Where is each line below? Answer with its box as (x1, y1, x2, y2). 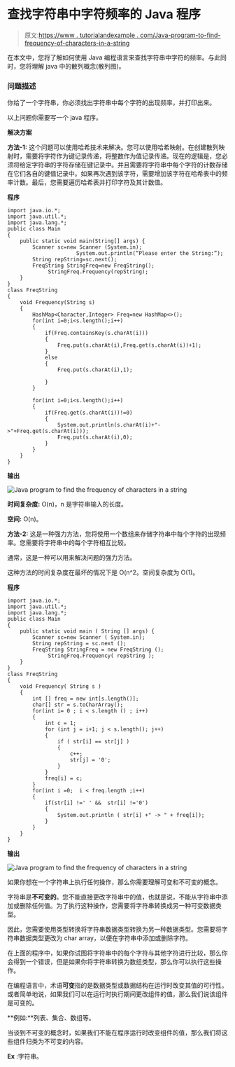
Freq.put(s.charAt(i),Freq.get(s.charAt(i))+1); (57, 342, 201, 349)
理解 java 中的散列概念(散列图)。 (31, 62, 125, 70)
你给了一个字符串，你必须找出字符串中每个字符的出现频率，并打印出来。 (7, 99, 215, 107)
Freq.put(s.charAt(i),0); (57, 434, 133, 441)
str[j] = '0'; (69, 757, 111, 764)
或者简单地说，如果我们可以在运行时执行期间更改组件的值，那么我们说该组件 (7, 990, 228, 998)
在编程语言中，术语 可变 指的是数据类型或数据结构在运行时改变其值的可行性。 (7, 982, 228, 990)
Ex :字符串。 (7, 1052, 43, 1061)
